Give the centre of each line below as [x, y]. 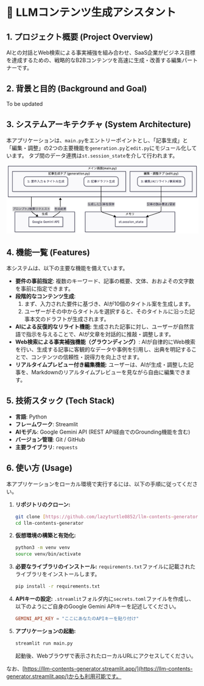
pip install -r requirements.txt [58, 587]
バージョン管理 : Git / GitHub [50, 439]
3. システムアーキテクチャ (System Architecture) [99, 124]
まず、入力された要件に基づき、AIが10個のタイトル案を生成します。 [109, 304]
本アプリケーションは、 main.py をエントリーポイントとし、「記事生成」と [97, 140]
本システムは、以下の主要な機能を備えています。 [67, 268]
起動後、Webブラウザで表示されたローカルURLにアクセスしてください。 [106, 656]
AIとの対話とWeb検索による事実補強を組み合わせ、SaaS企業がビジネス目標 [101, 53]
